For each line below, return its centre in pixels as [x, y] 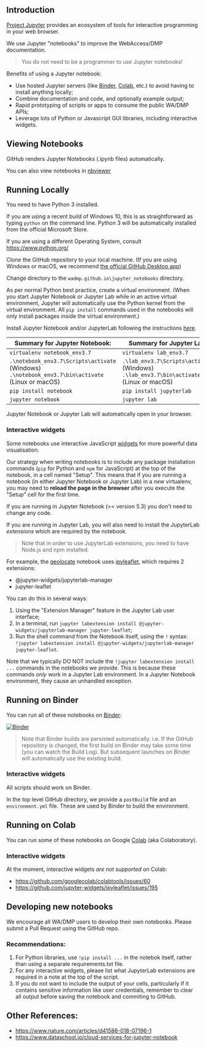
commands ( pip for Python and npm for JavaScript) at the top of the [91, 468]
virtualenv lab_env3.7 [155, 353]
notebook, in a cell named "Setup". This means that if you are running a [97, 474]
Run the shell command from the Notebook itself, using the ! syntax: [101, 636]
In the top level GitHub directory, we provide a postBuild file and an [91, 799]
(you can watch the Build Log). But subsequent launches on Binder [106, 752]
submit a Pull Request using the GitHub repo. [63, 928]
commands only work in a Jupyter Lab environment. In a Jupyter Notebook [101, 674]
